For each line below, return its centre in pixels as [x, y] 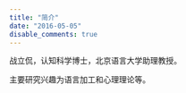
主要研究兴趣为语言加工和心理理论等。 [80, 80]
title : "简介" [34, 17]
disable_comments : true [54, 34]
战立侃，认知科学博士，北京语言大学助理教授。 [95, 61]
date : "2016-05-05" [46, 26]
